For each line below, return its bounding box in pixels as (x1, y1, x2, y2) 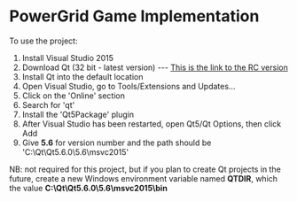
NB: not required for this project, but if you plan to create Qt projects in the (9, 164, 281, 174)
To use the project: (9, 35, 78, 46)
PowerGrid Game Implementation (9, 6, 260, 27)
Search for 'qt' (21, 99, 75, 110)
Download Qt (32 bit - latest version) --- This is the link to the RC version (21, 62, 288, 73)
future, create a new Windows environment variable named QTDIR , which (9, 173, 277, 183)
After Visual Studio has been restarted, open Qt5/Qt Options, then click (21, 118, 282, 129)
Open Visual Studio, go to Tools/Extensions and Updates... (21, 81, 236, 91)
